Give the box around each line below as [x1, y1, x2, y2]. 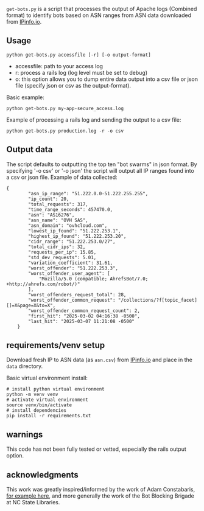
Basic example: [6, 94, 44, 101]
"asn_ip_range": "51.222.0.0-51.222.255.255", [28, 190, 149, 196]
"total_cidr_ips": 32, [28, 243, 86, 250]
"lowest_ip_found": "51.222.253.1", [28, 228, 121, 234]
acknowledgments [6, 470, 79, 480]
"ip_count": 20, [28, 196, 69, 202]
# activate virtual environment [6, 397, 88, 403]
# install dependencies [6, 408, 67, 414]
